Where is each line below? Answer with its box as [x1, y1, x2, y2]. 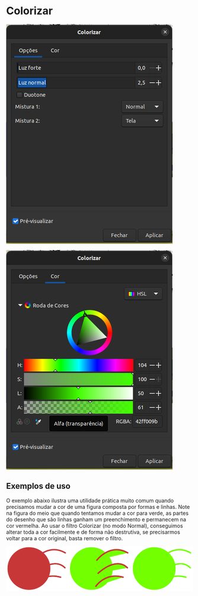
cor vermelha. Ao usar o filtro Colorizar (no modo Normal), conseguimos [6, 522, 183, 529]
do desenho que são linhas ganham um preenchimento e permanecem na [6, 515, 187, 523]
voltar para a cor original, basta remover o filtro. [6, 534, 123, 541]
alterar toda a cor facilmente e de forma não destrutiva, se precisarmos [6, 528, 181, 536]
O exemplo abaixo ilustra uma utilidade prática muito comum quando [6, 496, 174, 504]
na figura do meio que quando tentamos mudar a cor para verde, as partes [6, 510, 189, 517]
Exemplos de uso [6, 481, 71, 491]
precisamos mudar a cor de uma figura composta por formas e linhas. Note [6, 503, 190, 510]
